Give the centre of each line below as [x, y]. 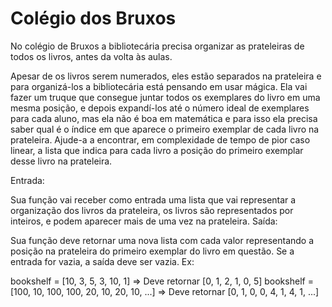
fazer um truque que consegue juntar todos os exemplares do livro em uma [165, 97]
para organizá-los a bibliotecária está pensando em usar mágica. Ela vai [159, 86]
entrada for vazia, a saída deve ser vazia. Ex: [102, 261]
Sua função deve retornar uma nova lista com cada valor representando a [162, 240]
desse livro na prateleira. [61, 161]
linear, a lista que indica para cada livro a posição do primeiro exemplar [157, 150]
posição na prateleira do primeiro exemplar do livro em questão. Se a [152, 251]
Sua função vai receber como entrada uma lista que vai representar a [153, 199]
